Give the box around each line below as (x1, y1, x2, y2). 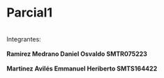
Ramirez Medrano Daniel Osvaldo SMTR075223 (6, 50, 148, 58)
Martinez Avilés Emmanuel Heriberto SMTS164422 (6, 64, 158, 72)
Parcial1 (6, 5, 53, 21)
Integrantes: (6, 35, 41, 43)
